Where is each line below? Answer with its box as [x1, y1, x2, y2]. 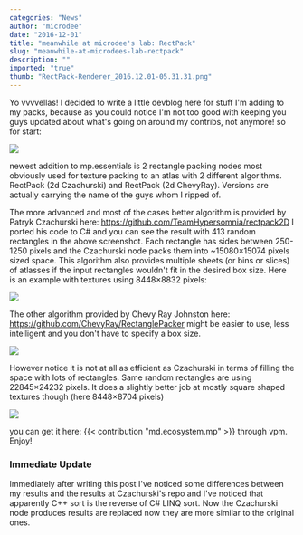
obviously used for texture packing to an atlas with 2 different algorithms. [9, 169, 282, 181]
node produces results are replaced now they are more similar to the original [9, 508, 295, 519]
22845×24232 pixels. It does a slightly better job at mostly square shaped [9, 381, 285, 392]
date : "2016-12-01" [9, 30, 83, 39]
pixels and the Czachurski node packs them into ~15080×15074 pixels [29, 245, 290, 256]
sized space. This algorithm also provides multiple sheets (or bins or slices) [9, 254, 290, 265]
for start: [9, 126, 43, 137]
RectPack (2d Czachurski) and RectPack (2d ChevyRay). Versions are [9, 179, 269, 190]
